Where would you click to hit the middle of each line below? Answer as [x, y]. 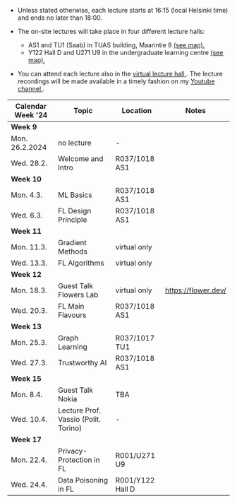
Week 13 [26, 326]
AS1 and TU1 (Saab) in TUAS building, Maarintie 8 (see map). [116, 45]
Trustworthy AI [82, 363]
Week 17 [26, 439]
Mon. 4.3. [27, 195]
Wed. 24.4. [29, 485]
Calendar [31, 106]
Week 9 [24, 127]
